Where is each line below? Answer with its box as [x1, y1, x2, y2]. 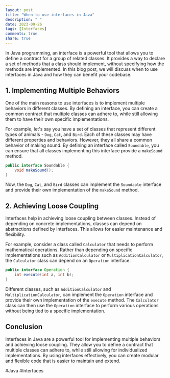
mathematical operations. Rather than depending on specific [5, 247, 133, 253]
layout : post [5, 7, 33, 13]
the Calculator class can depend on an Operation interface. [5, 258, 131, 264]
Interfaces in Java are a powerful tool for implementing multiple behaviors [5, 336, 161, 342]
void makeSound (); [14, 168, 54, 173]
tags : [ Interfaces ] [5, 26, 47, 32]
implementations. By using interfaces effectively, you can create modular [5, 352, 159, 358]
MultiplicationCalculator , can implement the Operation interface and [5, 291, 153, 298]
